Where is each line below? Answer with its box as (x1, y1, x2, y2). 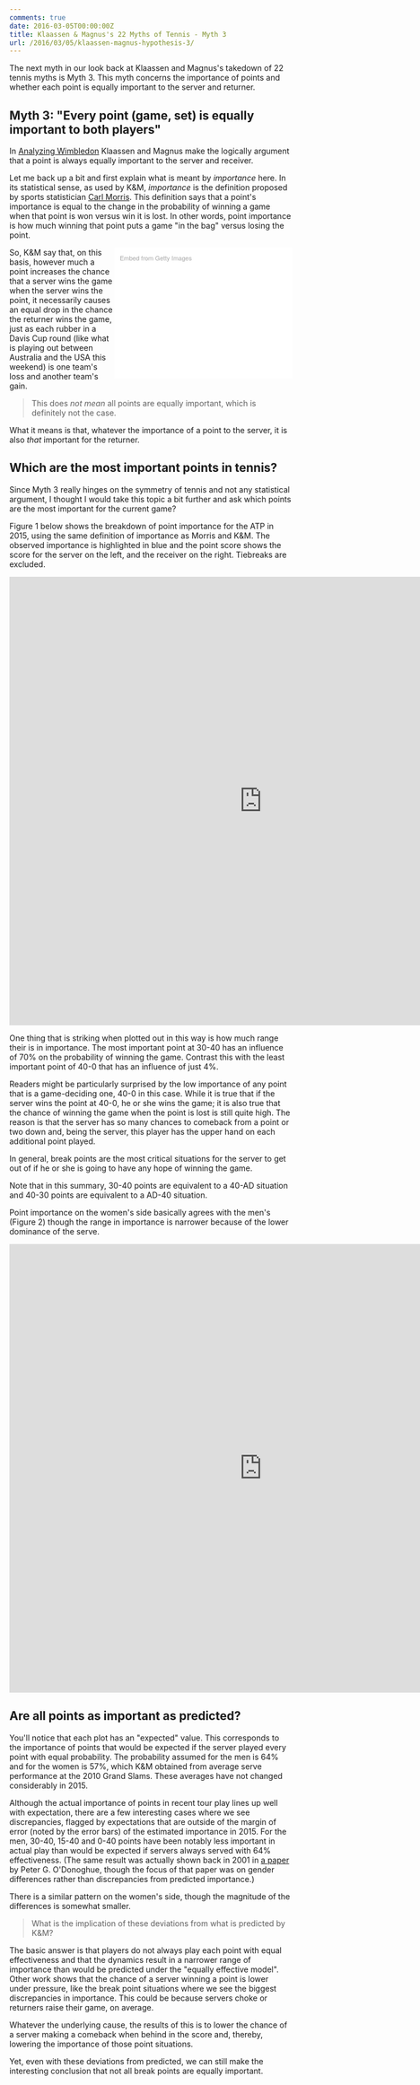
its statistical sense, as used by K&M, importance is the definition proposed (9, 182, 288, 193)
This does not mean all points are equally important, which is (31, 398, 257, 409)
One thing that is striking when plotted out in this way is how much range (9, 1033, 279, 1043)
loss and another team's (9, 371, 99, 382)
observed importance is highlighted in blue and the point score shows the (9, 539, 282, 550)
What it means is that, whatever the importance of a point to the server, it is (9, 425, 288, 436)
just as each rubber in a (9, 324, 97, 335)
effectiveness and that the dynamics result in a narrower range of (9, 1954, 251, 1965)
